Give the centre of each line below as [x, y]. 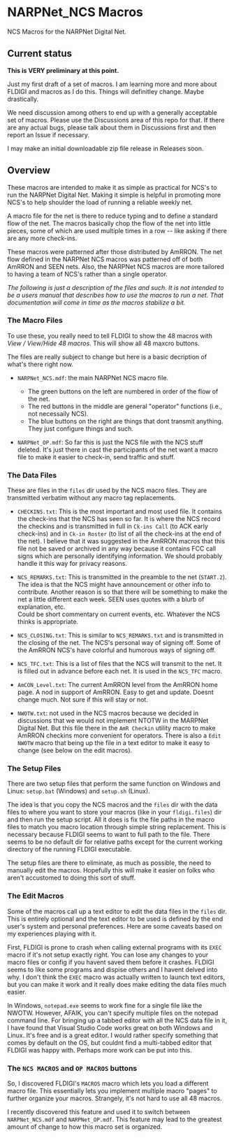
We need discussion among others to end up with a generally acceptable [112, 112]
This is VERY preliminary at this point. [63, 70]
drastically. [23, 99]
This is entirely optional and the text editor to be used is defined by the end [115, 919]
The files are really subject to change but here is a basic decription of [107, 356]
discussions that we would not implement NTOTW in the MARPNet [113, 721]
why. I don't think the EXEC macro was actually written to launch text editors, [116, 977]
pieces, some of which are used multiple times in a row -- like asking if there [117, 230]
